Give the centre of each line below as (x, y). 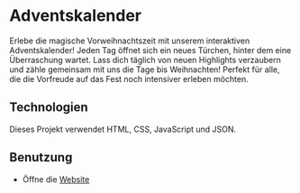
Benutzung (41, 157)
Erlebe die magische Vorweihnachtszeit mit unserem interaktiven (130, 41)
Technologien (49, 108)
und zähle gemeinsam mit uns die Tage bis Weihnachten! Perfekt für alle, (145, 69)
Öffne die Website (56, 179)
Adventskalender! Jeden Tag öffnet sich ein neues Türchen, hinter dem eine (150, 50)
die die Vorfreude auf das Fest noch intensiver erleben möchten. (129, 78)
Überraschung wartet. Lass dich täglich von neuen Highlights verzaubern (145, 60)
